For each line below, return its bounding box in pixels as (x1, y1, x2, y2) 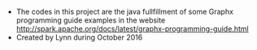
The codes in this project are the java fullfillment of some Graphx (15, 7, 234, 16)
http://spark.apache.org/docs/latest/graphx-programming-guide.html (15, 24, 250, 33)
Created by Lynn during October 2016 (15, 32, 143, 42)
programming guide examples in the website (15, 15, 166, 25)
